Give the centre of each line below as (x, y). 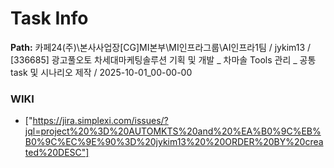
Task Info (49, 18)
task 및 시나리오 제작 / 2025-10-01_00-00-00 (101, 72)
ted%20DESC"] (57, 153)
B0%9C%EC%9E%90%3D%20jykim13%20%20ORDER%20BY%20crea (174, 142)
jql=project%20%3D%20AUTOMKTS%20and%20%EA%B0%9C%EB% (173, 131)
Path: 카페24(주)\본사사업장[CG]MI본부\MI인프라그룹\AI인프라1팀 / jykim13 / (161, 47)
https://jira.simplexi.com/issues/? (100, 121)
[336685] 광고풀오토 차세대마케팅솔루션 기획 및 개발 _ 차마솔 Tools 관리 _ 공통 (163, 59)
